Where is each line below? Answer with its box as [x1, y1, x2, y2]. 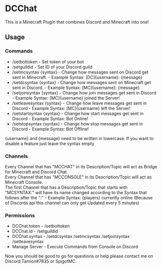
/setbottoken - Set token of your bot [12, 59, 84, 65]
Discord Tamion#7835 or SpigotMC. [5, 258, 77, 264]
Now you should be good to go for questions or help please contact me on [5, 253, 153, 259]
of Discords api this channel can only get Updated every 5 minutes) [5, 200, 139, 206]
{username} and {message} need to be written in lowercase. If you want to [5, 135, 154, 141]
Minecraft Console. [5, 179, 44, 185]
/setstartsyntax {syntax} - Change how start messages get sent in [12, 110, 144, 116]
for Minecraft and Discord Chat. [5, 169, 68, 175]
